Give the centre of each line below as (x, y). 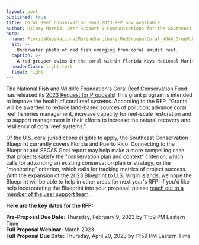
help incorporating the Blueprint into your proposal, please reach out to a (95, 188)
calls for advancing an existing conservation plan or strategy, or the (88, 163)
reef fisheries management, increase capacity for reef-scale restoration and (99, 114)
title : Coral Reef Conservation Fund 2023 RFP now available (83, 22)
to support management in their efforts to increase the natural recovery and (98, 120)
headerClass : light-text (42, 66)
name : (18, 39)
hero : (13, 34)
